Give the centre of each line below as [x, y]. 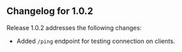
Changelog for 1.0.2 [50, 11]
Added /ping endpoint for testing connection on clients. [96, 41]
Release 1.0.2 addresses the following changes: [74, 27]
